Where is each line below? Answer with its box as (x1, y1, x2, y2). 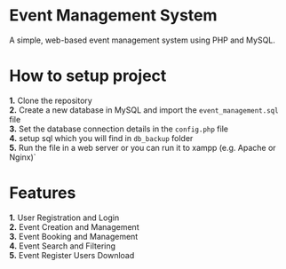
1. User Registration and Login (9, 212, 120, 223)
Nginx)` (9, 152, 37, 162)
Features (9, 183, 76, 203)
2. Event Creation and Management (9, 221, 139, 232)
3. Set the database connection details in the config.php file (9, 123, 229, 134)
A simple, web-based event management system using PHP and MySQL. (9, 35, 275, 45)
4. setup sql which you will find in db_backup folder (9, 132, 194, 143)
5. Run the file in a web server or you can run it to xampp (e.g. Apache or (9, 142, 277, 153)
